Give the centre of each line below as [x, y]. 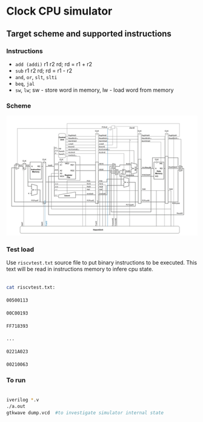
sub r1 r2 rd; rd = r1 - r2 [44, 71]
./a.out [16, 406]
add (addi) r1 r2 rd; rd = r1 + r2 [54, 64]
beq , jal [25, 83]
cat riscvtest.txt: [31, 288]
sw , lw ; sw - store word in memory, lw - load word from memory [94, 90]
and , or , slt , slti [36, 77]
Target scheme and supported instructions [89, 34]
